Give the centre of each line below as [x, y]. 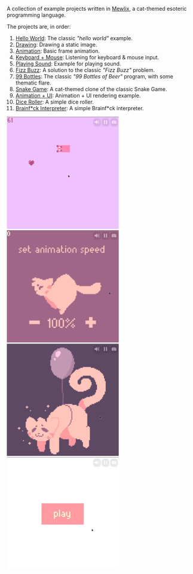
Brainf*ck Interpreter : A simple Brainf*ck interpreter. [79, 108]
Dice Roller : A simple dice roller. [55, 102]
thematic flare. [33, 83]
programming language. [36, 15]
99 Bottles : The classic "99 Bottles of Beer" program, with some [94, 76]
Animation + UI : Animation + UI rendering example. [78, 96]
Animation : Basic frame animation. [58, 51]
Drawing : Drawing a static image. [56, 45]
